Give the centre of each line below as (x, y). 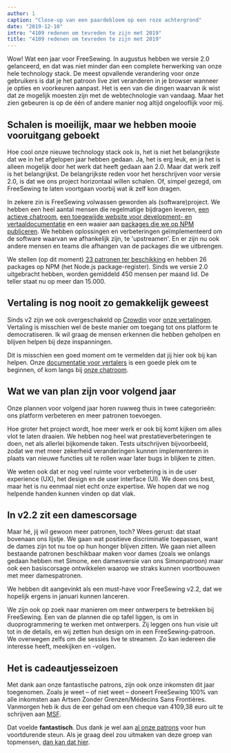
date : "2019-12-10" (35, 26)
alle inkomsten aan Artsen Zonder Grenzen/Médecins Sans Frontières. (107, 700)
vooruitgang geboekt (53, 135)
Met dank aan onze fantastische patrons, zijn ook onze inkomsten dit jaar (111, 685)
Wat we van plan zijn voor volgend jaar (92, 392)
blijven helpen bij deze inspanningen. (60, 342)
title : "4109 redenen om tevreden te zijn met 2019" (84, 39)
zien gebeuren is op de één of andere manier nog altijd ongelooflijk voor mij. (115, 103)
